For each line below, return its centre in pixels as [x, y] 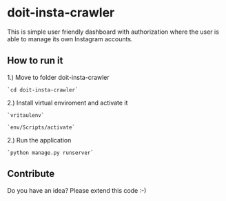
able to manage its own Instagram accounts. [70, 39]
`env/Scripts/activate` [41, 127]
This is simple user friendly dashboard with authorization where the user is [113, 32]
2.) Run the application [39, 140]
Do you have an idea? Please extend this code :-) [77, 190]
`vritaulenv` [26, 115]
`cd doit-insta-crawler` [43, 90]
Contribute [31, 174]
